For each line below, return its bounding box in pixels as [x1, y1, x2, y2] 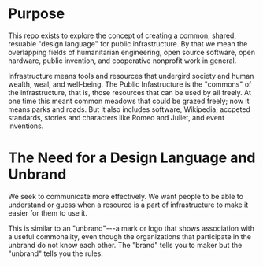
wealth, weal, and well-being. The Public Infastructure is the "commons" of [8, 79, 252, 89]
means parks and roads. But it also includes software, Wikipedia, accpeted [8, 104, 250, 114]
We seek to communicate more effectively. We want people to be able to [8, 191, 244, 201]
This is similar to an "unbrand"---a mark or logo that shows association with [8, 224, 254, 233]
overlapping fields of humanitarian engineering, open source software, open [8, 47, 256, 57]
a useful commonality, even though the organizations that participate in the [8, 231, 252, 241]
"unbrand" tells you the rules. [8, 249, 104, 258]
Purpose [8, 5, 65, 23]
